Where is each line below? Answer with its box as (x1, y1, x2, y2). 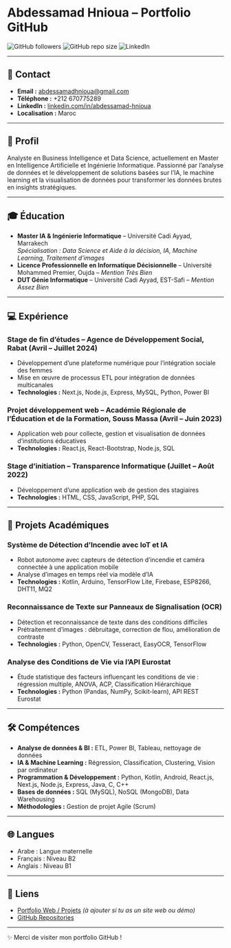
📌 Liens (7, 887, 39, 900)
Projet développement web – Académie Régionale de (7, 405, 187, 415)
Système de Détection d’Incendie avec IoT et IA (7, 539, 168, 549)
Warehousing (16, 794, 55, 803)
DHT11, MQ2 (16, 585, 53, 593)
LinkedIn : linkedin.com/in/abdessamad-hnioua (16, 101, 151, 110)
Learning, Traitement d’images (16, 254, 105, 262)
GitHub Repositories (16, 914, 74, 922)
